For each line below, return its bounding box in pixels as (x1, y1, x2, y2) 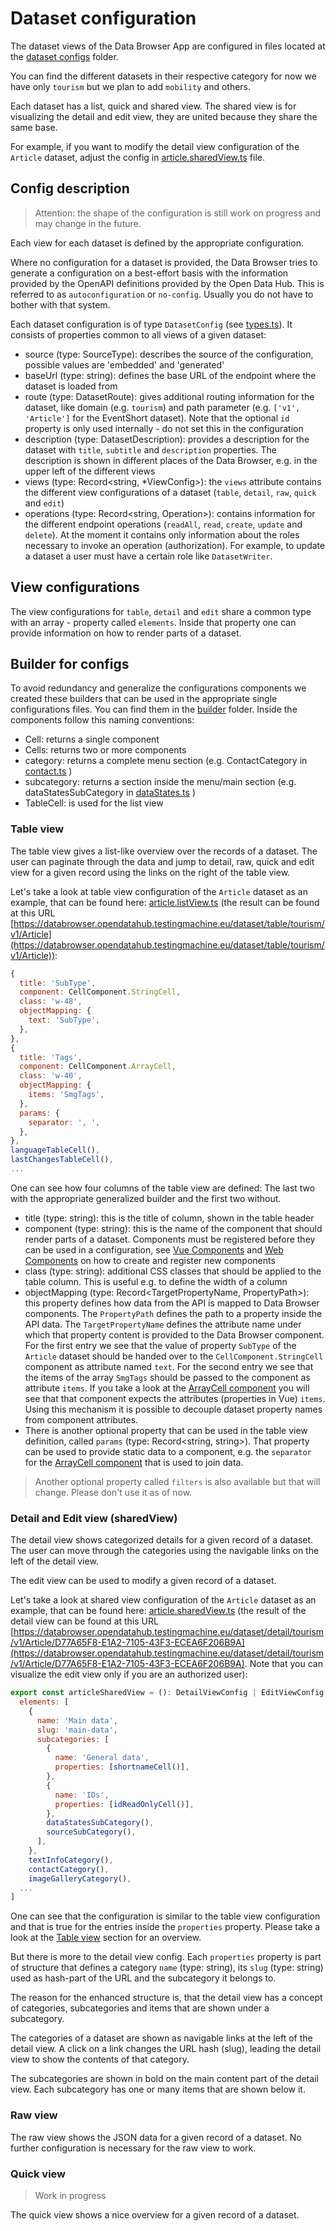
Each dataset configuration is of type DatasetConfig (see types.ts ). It (10, 318, 293, 330)
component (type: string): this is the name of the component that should (24, 1222, 323, 1234)
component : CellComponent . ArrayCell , (19, 1062, 177, 1072)
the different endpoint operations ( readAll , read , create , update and (24, 518, 303, 530)
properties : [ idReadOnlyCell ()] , (54, 1799, 195, 1809)
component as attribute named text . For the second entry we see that (24, 1360, 314, 1372)
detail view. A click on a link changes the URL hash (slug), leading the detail (10, 2043, 322, 2055)
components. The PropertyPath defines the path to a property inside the (24, 1307, 323, 1319)
